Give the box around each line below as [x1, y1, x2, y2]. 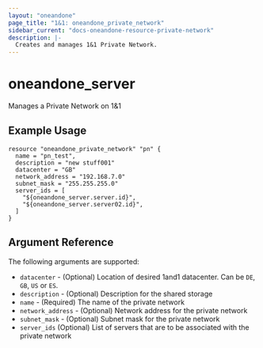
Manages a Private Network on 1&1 [8, 101, 121, 111]
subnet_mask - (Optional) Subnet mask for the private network [19, 314, 220, 323]
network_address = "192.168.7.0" [15, 172, 126, 180]
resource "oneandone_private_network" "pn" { [8, 145, 161, 153]
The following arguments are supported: [8, 256, 140, 266]
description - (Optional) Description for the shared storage [19, 289, 213, 298]
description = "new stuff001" [15, 159, 115, 167]
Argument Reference [8, 236, 114, 249]
